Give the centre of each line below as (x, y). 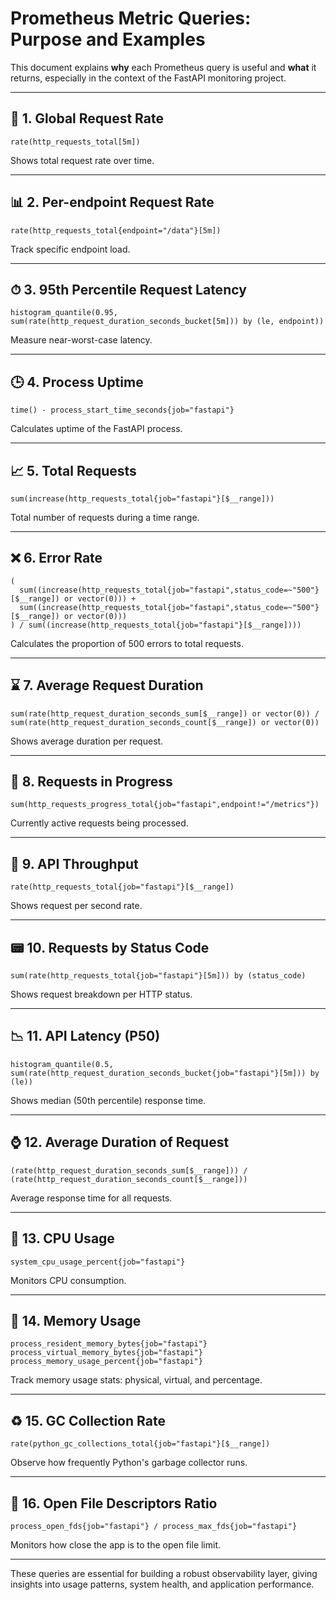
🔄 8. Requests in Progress (91, 782)
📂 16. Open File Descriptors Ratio (114, 1503)
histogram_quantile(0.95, (64, 313)
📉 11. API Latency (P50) (85, 1036)
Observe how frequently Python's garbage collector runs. (129, 1463)
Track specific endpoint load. (70, 249)
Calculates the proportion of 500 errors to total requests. (127, 643)
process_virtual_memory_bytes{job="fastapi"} (106, 1353)
